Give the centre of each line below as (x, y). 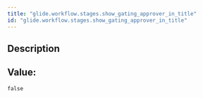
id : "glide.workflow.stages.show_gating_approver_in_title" (98, 20)
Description (33, 49)
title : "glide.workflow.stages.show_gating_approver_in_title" (102, 14)
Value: (22, 72)
